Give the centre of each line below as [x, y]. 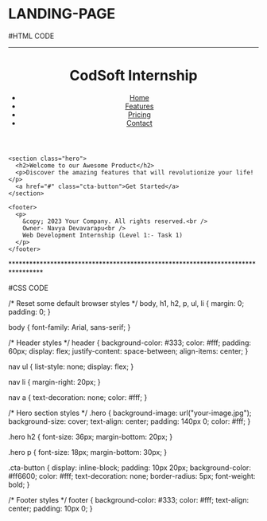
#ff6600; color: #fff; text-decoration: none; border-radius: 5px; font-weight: [132, 476]
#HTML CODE [31, 36]
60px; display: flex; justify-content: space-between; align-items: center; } [128, 351]
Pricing [139, 114]
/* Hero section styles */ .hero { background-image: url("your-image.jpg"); [130, 413]
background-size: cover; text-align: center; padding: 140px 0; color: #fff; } [130, 421]
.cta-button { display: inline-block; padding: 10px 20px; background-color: [130, 468]
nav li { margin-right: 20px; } [54, 382]
